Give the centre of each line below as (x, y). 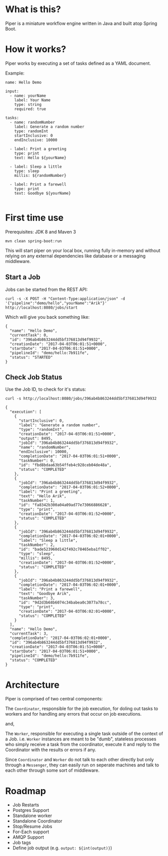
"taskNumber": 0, (37, 461)
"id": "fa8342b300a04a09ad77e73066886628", (65, 505)
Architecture (32, 685)
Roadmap (26, 791)
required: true (30, 109)
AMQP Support (28, 837)
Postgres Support (31, 810)
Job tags (22, 843)
